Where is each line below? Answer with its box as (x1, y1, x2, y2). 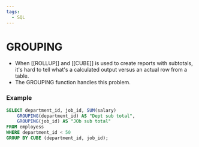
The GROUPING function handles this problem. (14, 79, 131, 86)
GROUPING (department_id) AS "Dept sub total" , (17, 113, 135, 119)
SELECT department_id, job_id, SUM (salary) (6, 107, 117, 114)
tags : (6, 8, 20, 15)
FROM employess (6, 124, 44, 130)
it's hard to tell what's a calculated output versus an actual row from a (14, 66, 188, 73)
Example (6, 94, 32, 102)
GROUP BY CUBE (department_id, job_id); (6, 135, 109, 141)
